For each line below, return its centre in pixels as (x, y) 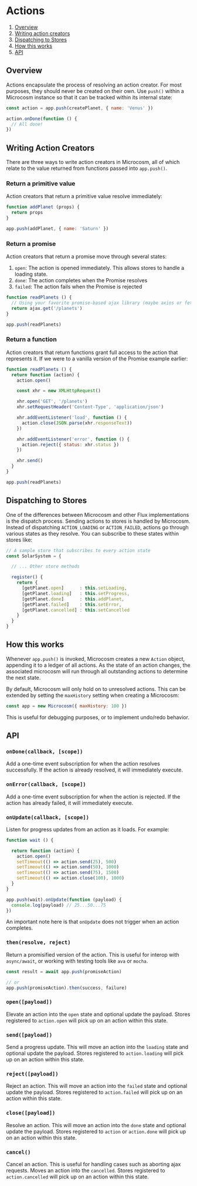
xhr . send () (30, 461)
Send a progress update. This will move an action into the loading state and (97, 1047)
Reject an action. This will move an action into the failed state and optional (97, 1086)
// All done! (27, 124)
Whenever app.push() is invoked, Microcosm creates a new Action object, (96, 659)
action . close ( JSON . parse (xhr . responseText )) (77, 423)
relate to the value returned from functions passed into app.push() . (87, 168)
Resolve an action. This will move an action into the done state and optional (96, 1125)
